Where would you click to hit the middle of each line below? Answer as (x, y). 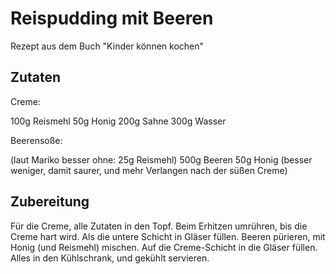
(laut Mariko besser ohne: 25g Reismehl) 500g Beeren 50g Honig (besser (161, 159)
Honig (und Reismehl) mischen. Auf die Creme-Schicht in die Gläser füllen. (164, 247)
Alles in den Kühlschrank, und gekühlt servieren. (110, 258)
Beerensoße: (36, 140)
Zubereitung (50, 202)
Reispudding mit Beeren (112, 18)
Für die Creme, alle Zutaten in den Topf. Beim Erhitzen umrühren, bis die (159, 226)
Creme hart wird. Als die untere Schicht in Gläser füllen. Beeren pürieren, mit (168, 236)
